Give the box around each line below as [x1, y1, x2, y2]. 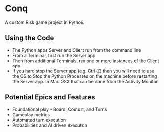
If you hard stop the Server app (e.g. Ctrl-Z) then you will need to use [12, 68, 155, 74]
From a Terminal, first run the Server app [12, 52, 96, 58]
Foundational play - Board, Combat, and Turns [12, 106, 107, 112]
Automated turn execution [12, 117, 66, 123]
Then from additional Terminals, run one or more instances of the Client [12, 58, 159, 64]
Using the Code [5, 34, 54, 42]
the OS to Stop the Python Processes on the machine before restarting [12, 73, 157, 79]
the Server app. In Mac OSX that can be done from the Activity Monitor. [12, 78, 159, 84]
